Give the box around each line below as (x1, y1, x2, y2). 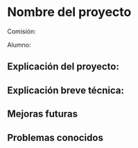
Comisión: (7, 27, 36, 35)
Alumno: (7, 40, 31, 49)
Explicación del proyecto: (7, 60, 119, 73)
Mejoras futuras (7, 108, 78, 120)
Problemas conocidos (7, 131, 104, 143)
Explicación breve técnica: (7, 84, 125, 96)
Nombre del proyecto (7, 4, 132, 20)
